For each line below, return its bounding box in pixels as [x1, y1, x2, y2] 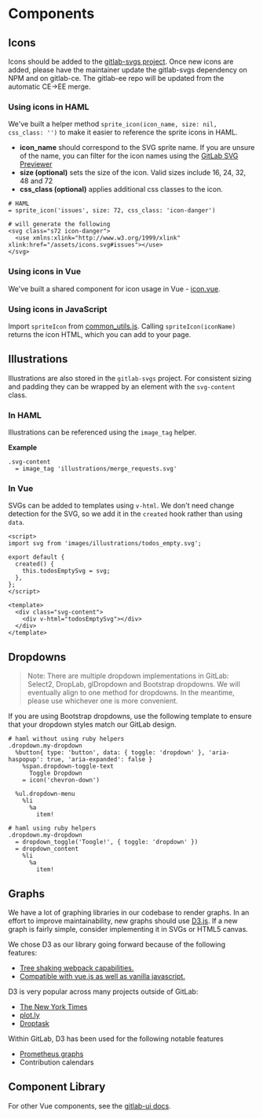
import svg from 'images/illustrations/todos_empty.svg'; [8, 540, 202, 548]
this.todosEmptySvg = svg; [22, 567, 111, 575]
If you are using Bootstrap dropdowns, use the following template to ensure [8, 712, 253, 721]
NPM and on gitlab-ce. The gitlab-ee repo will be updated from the [8, 74, 225, 82]
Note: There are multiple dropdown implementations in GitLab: [27, 671, 229, 680]
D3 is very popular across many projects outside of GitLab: [8, 987, 199, 996]
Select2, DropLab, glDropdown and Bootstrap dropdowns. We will [27, 680, 241, 689]
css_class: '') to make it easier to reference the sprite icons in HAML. [8, 127, 238, 137]
